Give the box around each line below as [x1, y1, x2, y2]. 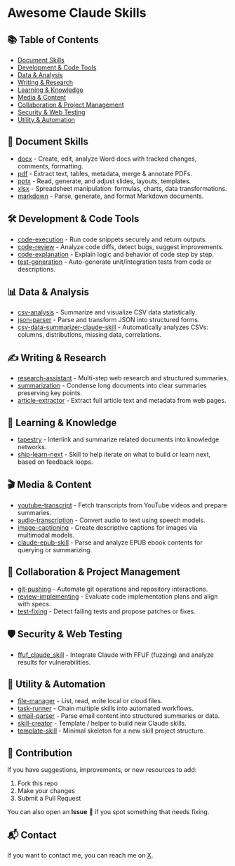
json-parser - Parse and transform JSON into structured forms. [17, 316, 200, 324]
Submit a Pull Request [17, 794, 81, 803]
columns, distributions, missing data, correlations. [17, 331, 162, 339]
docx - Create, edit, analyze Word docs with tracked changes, [17, 154, 197, 163]
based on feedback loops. [17, 458, 93, 466]
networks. [17, 443, 47, 451]
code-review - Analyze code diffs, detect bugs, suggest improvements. [17, 242, 224, 251]
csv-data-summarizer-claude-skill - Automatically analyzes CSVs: [17, 323, 208, 331]
